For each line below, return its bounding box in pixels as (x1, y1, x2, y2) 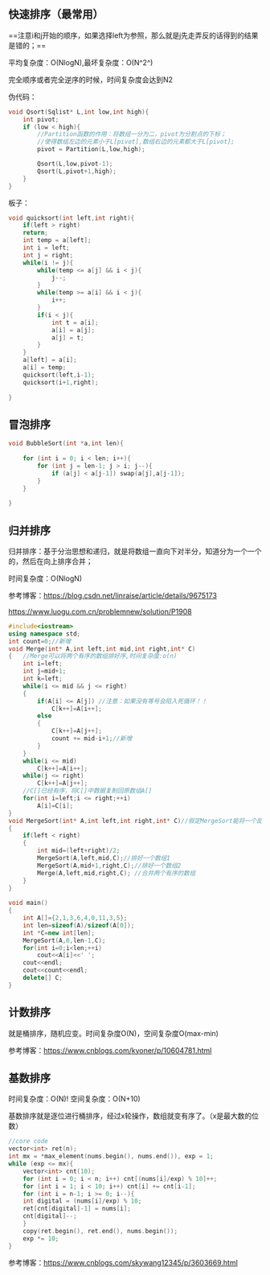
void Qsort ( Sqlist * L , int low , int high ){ (8, 108, 149, 116)
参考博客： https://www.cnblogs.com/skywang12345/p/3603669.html (8, 1257, 239, 1267)
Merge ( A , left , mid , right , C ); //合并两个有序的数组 (37, 869, 196, 877)
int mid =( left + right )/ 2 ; (37, 847, 121, 855)
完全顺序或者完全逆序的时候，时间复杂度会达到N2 (8, 75, 174, 84)
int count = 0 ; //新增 (8, 637, 72, 645)
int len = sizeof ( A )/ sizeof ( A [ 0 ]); (22, 921, 135, 929)
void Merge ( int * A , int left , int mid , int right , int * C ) (8, 644, 196, 653)
